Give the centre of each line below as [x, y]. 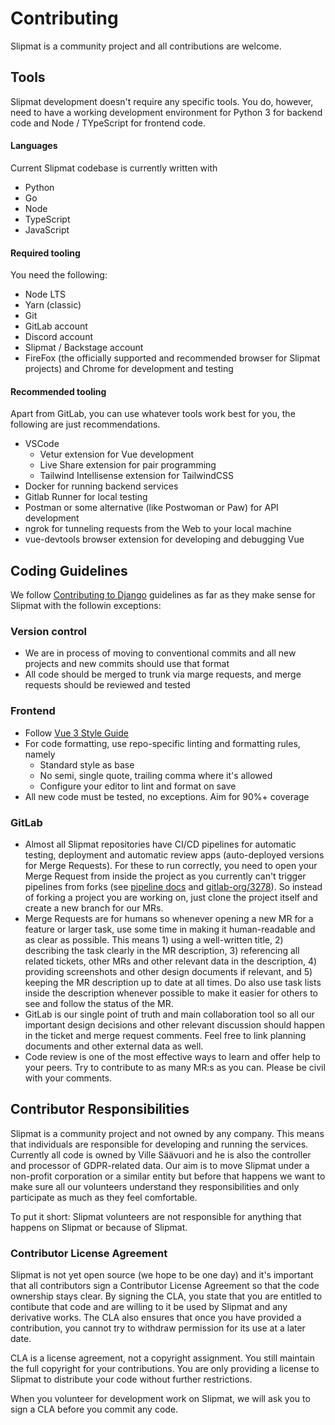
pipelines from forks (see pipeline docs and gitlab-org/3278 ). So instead [173, 887]
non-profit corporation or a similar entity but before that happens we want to [168, 1176]
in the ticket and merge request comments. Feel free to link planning [165, 1036]
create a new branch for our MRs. [94, 908]
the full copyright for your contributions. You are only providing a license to [165, 1369]
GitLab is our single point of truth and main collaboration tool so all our [169, 1014]
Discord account [59, 337]
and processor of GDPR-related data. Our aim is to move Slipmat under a [160, 1165]
